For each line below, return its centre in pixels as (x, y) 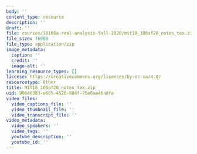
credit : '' (25, 60)
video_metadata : (26, 121)
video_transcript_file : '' (44, 115)
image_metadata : (26, 50)
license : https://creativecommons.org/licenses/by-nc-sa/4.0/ (84, 77)
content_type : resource (35, 17)
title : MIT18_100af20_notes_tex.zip (51, 88)
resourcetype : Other (31, 83)
